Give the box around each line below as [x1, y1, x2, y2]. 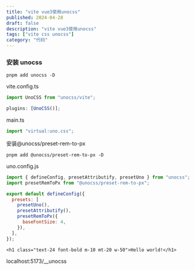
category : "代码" [6, 37, 48, 43]
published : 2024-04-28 [6, 15, 63, 21]
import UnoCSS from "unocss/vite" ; [6, 94, 96, 100]
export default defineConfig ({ [6, 191, 85, 197]
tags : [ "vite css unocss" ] [6, 31, 74, 38]
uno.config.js [6, 162, 39, 170]
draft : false [6, 20, 39, 26]
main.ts [6, 116, 25, 124]
